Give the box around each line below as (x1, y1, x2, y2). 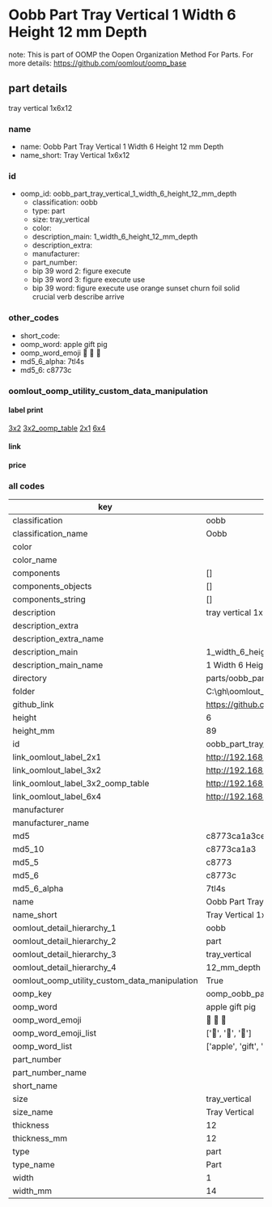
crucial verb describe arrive (32, 292, 125, 302)
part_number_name (12, 1067, 87, 1078)
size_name (12, 1107, 53, 1118)
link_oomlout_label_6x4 (12, 791, 102, 803)
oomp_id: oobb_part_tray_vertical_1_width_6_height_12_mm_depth (19, 188, 237, 199)
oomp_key (12, 989, 53, 1000)
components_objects (12, 581, 92, 592)
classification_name (12, 528, 88, 540)
